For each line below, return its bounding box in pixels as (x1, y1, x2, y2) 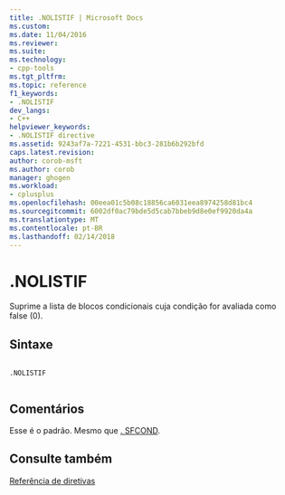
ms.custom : (9, 22, 51, 31)
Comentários (9, 401, 85, 416)
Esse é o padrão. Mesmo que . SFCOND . (9, 424, 161, 435)
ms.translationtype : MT (9, 214, 100, 224)
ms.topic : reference (9, 81, 88, 90)
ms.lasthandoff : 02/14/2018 (9, 232, 116, 241)
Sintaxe (9, 337, 53, 352)
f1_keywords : (9, 89, 59, 98)
